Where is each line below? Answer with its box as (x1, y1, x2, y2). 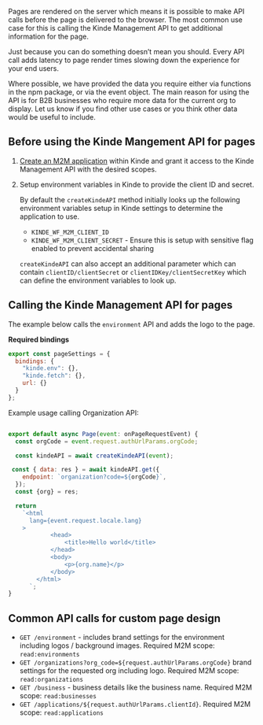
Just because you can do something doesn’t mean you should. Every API (8, 47, 245, 56)
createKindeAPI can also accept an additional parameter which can (19, 259, 237, 268)
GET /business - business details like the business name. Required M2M (19, 682, 253, 692)
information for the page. (8, 31, 89, 41)
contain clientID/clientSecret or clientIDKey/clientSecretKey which (19, 267, 247, 276)
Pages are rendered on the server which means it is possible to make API (8, 7, 245, 16)
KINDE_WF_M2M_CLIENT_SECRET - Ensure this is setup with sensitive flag (31, 235, 254, 245)
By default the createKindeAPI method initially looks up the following (19, 194, 241, 204)
